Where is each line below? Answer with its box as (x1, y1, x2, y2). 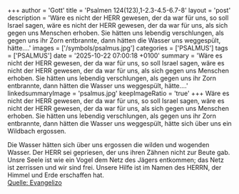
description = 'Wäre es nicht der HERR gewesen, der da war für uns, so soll (7, 14, 229, 22)
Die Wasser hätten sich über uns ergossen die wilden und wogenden (7, 141, 210, 149)
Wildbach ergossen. (7, 127, 66, 135)
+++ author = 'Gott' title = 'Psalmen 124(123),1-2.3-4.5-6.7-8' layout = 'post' (7, 6, 231, 14)
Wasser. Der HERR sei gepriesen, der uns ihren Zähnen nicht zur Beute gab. (7, 149, 230, 156)
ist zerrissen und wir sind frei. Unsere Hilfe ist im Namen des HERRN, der (7, 163, 222, 171)
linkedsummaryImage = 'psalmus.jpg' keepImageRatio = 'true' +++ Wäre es (7, 89, 230, 97)
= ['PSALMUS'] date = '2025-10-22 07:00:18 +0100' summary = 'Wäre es (7, 51, 223, 60)
